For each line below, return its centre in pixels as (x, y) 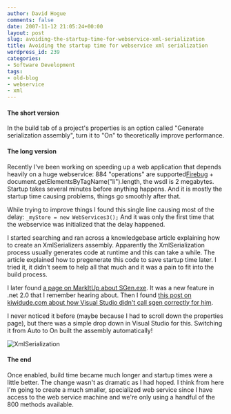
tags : (15, 71)
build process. (28, 274)
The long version (32, 151)
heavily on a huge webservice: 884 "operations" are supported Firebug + (110, 174)
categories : (24, 59)
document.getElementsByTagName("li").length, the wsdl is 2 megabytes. (111, 181)
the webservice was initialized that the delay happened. (86, 224)
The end (19, 359)
